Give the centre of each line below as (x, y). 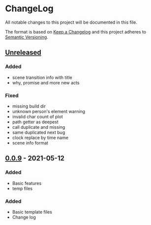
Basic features (27, 183)
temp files (22, 188)
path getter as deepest (35, 122)
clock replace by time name (40, 137)
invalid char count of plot (37, 116)
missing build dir (29, 106)
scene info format (30, 143)
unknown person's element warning (48, 111)
